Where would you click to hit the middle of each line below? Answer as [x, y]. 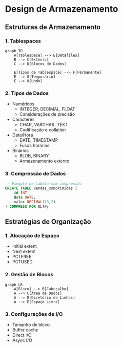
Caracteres [23, 120]
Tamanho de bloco [31, 325]
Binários [20, 151]
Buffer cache [25, 330]
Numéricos [23, 104]
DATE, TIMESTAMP [39, 140]
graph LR [14, 284]
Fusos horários [34, 146]
